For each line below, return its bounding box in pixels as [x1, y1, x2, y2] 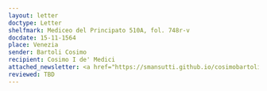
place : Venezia [8, 41, 59, 49]
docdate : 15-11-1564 [8, 33, 77, 42]
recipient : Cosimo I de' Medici [8, 56, 115, 64]
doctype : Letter [8, 19, 62, 27]
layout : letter [8, 11, 59, 20]
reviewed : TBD [8, 70, 56, 78]
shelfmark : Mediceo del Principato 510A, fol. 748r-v [8, 26, 191, 34]
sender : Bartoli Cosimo [8, 48, 87, 56]
